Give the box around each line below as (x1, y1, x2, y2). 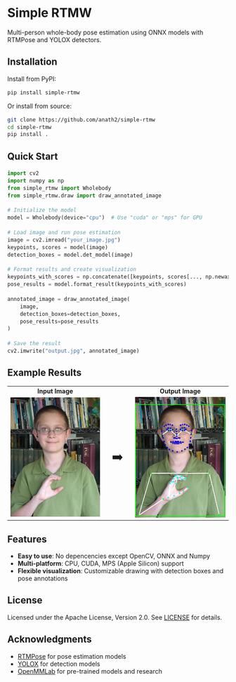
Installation (7, 56, 58, 68)
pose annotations (17, 574, 68, 582)
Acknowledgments (7, 634, 93, 646)
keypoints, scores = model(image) (7, 243, 109, 250)
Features (7, 533, 47, 545)
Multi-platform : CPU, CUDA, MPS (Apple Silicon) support (17, 559, 184, 568)
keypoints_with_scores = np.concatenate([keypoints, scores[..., (7, 274, 202, 281)
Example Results (7, 367, 82, 379)
